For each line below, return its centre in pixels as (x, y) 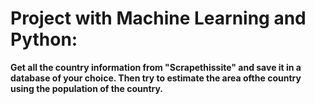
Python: (44, 39)
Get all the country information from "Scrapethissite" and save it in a (156, 67)
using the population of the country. (87, 88)
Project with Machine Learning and (158, 18)
